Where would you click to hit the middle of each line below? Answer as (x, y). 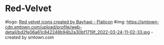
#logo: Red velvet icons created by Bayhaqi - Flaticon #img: (65, 22)
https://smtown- (143, 22)
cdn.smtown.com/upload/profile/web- (44, 27)
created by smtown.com (30, 37)
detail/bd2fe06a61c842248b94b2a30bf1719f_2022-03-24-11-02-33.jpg (78, 32)
